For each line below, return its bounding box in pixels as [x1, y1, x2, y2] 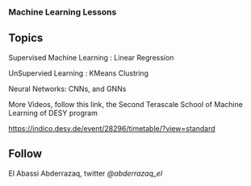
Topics [8, 31, 44, 45]
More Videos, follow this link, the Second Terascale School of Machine [8, 99, 244, 109]
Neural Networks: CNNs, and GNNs [8, 84, 127, 93]
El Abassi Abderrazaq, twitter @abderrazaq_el [8, 168, 163, 178]
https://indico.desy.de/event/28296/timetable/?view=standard [8, 123, 215, 133]
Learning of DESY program [8, 108, 98, 118]
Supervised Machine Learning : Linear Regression [8, 52, 174, 62]
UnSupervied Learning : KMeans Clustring [8, 68, 149, 78]
